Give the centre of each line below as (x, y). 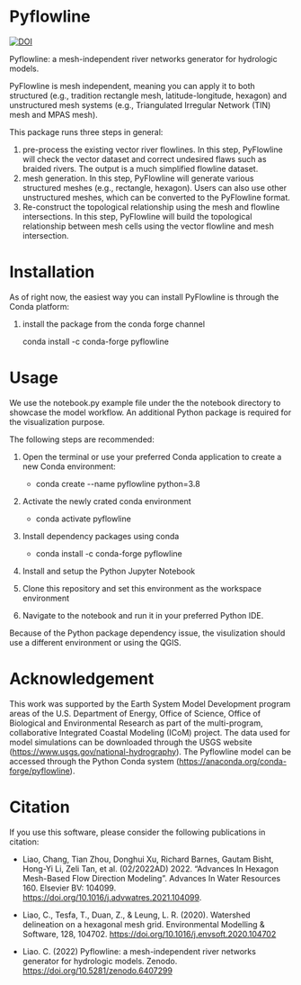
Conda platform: (40, 306)
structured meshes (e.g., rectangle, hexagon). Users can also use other (155, 187)
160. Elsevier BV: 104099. (69, 888)
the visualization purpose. (57, 421)
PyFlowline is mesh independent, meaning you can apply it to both (133, 86)
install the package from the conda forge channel (113, 324)
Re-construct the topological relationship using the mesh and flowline (151, 207)
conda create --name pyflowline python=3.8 (118, 483)
